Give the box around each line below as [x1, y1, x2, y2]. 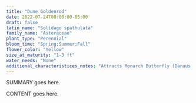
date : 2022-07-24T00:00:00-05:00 [6, 14, 88, 20]
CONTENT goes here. [6, 90, 59, 97]
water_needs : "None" [6, 57, 57, 63]
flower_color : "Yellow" [6, 47, 65, 53]
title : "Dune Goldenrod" [6, 8, 67, 15]
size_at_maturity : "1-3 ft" [6, 52, 75, 58]
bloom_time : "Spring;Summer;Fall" [6, 42, 91, 47]
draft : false [6, 19, 38, 25]
